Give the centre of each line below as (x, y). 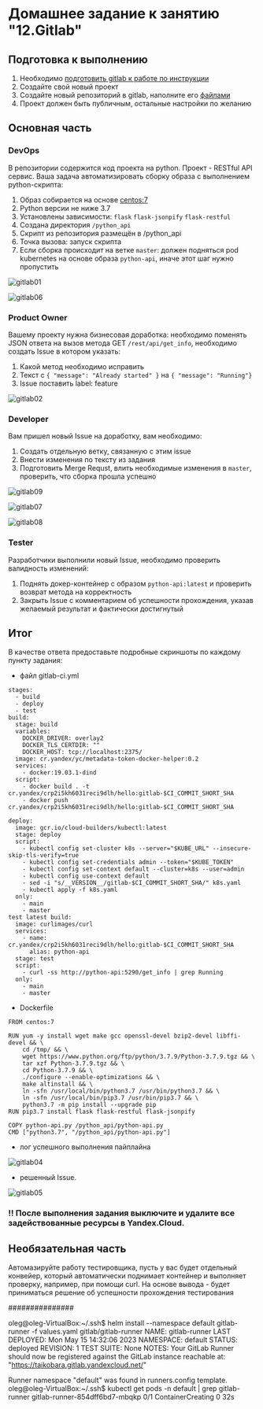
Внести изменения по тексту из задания (87, 460)
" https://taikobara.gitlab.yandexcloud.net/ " (78, 1365)
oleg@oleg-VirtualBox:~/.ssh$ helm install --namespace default (111, 1323)
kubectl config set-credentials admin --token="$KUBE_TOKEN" (131, 863)
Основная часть (50, 128)
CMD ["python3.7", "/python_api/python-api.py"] (89, 1133)
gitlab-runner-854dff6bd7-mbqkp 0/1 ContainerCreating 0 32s (133, 1397)
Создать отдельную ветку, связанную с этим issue (105, 451)
